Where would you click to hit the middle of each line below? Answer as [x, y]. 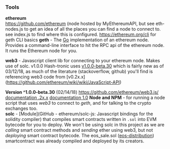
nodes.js [14, 29]
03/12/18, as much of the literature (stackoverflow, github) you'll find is [79, 71]
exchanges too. [21, 109]
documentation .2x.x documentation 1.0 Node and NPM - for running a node [85, 97]
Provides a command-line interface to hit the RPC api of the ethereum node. [85, 45]
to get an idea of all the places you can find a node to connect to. [93, 29]
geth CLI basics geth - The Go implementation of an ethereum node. [77, 40]
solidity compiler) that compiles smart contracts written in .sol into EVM [81, 119]
